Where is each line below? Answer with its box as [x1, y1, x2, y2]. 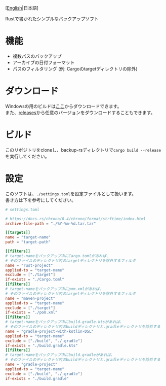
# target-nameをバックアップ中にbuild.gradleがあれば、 [5, 353, 115, 358]
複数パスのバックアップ [12, 53, 62, 59]
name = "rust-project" [5, 263, 53, 268]
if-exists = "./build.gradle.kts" [5, 343, 78, 348]
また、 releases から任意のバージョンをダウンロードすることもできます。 [5, 109, 155, 116]
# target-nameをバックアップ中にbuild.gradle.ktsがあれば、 [5, 320, 124, 325]
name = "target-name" [5, 235, 51, 240]
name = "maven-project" [5, 296, 56, 301]
